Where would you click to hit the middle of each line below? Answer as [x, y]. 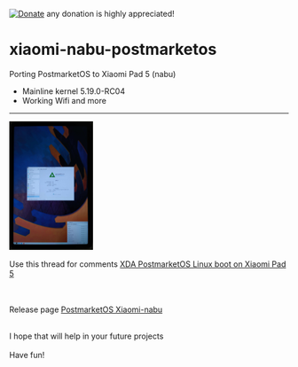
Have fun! [27, 355]
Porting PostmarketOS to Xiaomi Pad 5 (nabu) [93, 74]
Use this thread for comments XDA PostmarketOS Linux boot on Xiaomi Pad [148, 264]
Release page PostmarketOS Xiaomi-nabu [86, 309]
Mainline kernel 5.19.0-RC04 [74, 91]
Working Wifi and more [64, 100]
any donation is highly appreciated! [110, 14]
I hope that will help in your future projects [86, 336]
